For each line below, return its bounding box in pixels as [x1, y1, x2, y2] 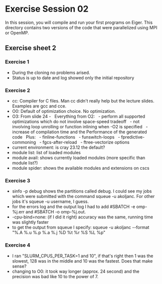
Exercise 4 [5, 242, 31, 248]
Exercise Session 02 [5, 3, 89, 15]
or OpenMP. [5, 30, 29, 35]
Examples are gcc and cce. [12, 103, 66, 109]
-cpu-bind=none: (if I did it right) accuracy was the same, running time [12, 214, 153, 220]
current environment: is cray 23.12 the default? [12, 144, 105, 150]
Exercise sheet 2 [5, 44, 57, 52]
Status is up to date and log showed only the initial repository [12, 74, 134, 81]
